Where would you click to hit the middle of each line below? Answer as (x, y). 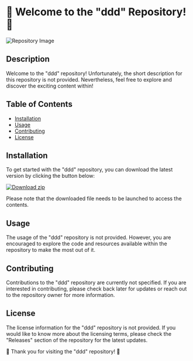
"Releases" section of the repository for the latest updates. (77, 340)
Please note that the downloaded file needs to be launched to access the (94, 198)
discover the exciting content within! (50, 86)
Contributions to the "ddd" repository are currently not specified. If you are (96, 282)
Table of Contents (39, 104)
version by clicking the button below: (51, 176)
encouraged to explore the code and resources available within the (87, 244)
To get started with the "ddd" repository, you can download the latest (89, 170)
